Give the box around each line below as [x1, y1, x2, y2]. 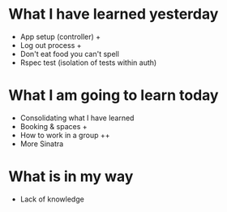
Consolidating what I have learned [19, 113, 135, 123]
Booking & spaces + [19, 121, 88, 131]
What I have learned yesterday [8, 5, 219, 24]
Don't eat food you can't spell [19, 49, 120, 58]
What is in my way [8, 167, 134, 186]
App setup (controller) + [19, 32, 101, 41]
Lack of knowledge [19, 194, 85, 204]
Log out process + [19, 40, 82, 50]
